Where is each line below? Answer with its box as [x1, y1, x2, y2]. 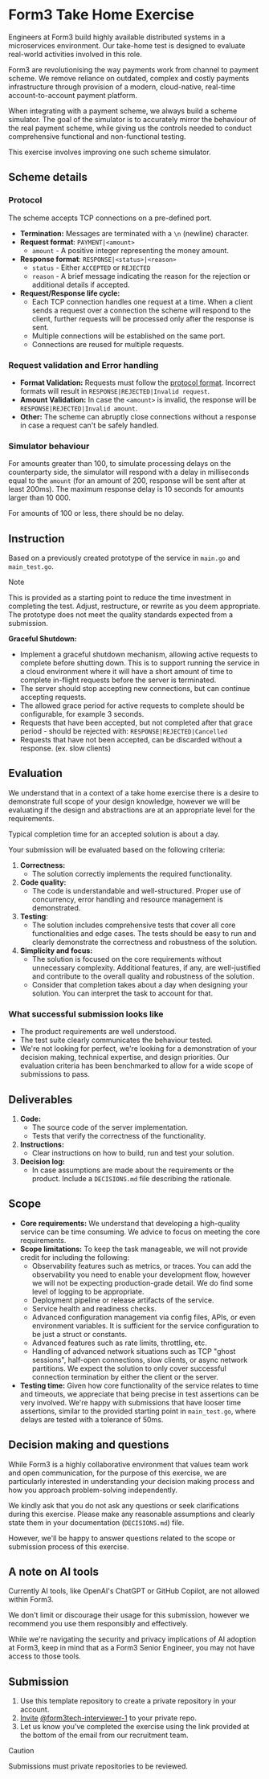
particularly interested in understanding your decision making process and [8, 1476, 255, 1486]
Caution [8, 1746, 35, 1756]
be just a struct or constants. [31, 1329, 127, 1339]
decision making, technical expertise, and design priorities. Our [19, 1053, 230, 1062]
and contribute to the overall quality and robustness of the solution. [31, 971, 255, 981]
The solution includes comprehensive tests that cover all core [31, 920, 236, 930]
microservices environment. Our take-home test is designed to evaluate [8, 40, 246, 50]
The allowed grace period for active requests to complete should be [19, 701, 245, 710]
